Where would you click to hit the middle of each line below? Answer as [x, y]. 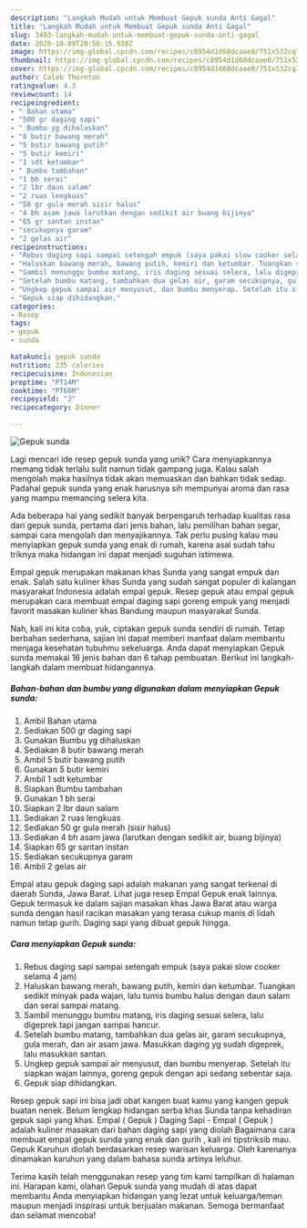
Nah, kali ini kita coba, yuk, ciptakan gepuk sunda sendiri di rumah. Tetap [148, 629]
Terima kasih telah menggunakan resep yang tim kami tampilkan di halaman [153, 1176]
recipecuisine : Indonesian [61, 374]
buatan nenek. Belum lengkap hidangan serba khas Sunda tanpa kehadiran [151, 1110]
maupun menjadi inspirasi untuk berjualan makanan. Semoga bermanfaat [148, 1205]
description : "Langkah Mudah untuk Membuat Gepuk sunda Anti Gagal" [143, 18]
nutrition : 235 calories [57, 365]
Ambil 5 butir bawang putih [74, 759]
